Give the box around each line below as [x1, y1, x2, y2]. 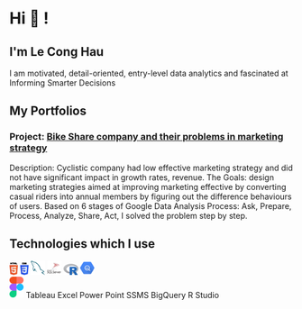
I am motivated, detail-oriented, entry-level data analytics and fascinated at [9, 68, 288, 78]
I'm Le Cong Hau [9, 44, 105, 59]
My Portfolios [9, 104, 87, 119]
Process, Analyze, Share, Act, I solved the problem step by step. [9, 210, 248, 221]
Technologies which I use [9, 236, 156, 251]
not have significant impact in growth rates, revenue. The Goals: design [9, 171, 275, 183]
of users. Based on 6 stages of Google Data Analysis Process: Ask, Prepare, [9, 200, 292, 211]
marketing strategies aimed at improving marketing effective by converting [9, 181, 287, 192]
